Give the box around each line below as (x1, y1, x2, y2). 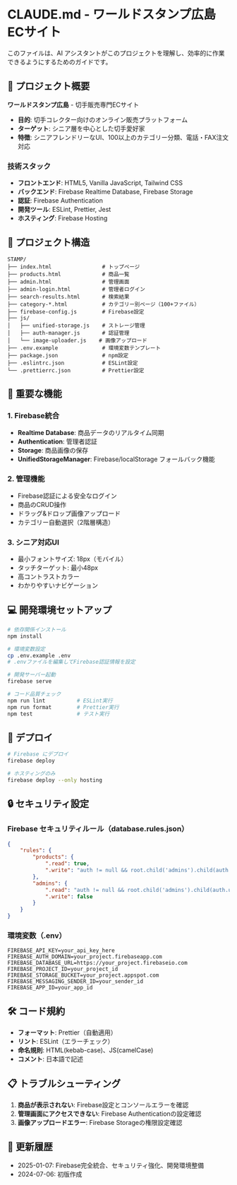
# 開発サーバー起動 (7, 672, 56, 679)
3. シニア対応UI (7, 537, 60, 547)
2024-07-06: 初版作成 (17, 1169, 83, 1178)
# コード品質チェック (7, 691, 61, 698)
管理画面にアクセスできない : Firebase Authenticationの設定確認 (17, 1109, 202, 1118)
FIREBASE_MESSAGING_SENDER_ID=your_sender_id (7, 978, 143, 985)
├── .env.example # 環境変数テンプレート (7, 344, 161, 352)
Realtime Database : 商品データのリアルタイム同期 (17, 428, 164, 436)
